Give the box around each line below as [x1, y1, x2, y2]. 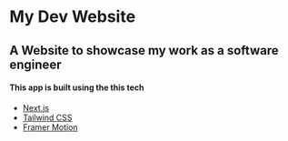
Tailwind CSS [22, 112, 73, 123]
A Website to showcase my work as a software [9, 43, 279, 58]
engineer [9, 56, 62, 72]
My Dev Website [9, 6, 136, 27]
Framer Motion [22, 121, 79, 133]
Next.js [22, 102, 50, 113]
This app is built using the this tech [9, 82, 144, 93]
